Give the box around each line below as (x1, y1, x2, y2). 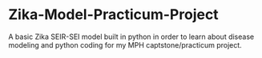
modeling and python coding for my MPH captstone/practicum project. (8, 40, 242, 49)
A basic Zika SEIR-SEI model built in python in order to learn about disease (8, 32, 255, 41)
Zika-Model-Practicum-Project (8, 6, 219, 24)
